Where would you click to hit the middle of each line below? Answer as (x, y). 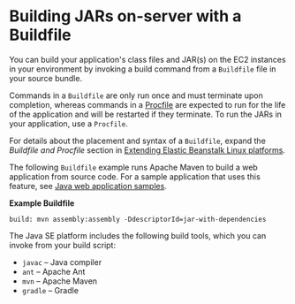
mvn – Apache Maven (60, 281)
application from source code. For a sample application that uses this (135, 176)
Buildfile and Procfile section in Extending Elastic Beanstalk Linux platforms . (147, 150)
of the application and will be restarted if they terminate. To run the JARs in (146, 114)
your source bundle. (45, 78)
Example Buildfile (42, 203)
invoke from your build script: (63, 245)
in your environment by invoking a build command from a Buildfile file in (143, 69)
